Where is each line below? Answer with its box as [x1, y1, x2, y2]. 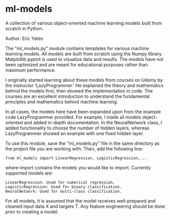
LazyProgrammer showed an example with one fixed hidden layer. [5, 130, 144, 136]
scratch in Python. [5, 25, 44, 31]
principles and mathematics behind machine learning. [5, 98, 118, 105]
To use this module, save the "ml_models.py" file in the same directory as [5, 140, 160, 146]
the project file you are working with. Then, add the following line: [5, 145, 143, 151]
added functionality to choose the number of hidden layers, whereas [5, 125, 150, 131]
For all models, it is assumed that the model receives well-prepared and [5, 197, 156, 204]
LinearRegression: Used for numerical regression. [5, 180, 115, 185]
